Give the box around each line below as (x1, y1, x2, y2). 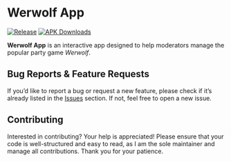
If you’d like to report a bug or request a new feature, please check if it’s (7, 86, 212, 94)
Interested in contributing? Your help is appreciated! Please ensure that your (7, 132, 224, 141)
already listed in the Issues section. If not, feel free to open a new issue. (7, 94, 212, 102)
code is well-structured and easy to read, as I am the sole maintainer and (7, 139, 216, 148)
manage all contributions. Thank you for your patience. (7, 147, 164, 155)
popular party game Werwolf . (7, 48, 91, 57)
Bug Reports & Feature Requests (7, 68, 150, 80)
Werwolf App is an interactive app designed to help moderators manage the (7, 41, 225, 49)
